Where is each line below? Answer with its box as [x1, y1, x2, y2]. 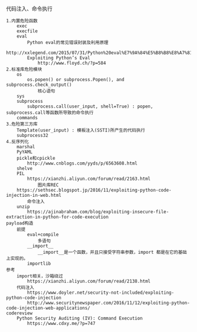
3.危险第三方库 [6, 121, 38, 127]
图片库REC [37, 182, 59, 188]
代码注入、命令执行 [6, 5, 53, 12]
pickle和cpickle [16, 155, 56, 161]
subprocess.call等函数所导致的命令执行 [6, 110, 94, 116]
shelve [16, 166, 33, 172]
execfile [16, 28, 38, 34]
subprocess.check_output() [6, 82, 72, 88]
